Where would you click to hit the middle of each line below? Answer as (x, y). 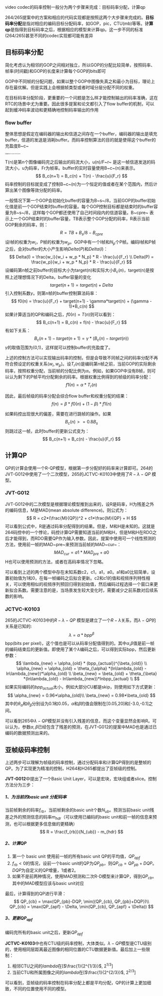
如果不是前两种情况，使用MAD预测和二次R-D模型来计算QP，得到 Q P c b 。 (84, 877)
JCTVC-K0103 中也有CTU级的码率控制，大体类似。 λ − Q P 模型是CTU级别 (78, 943)
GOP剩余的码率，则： (27, 225)
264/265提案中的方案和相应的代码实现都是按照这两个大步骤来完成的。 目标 (80, 17)
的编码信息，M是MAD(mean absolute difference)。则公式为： (67, 510)
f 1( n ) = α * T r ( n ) (81, 386)
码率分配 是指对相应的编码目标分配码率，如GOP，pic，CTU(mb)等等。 (75, 24)
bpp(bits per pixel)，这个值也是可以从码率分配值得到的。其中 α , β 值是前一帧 (80, 643)
